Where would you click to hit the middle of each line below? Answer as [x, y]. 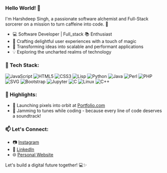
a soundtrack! [27, 116]
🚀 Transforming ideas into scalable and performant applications [78, 46]
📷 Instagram [25, 142]
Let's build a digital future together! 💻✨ [46, 165]
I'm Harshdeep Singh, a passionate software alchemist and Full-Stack [77, 19]
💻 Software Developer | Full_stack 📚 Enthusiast [62, 34]
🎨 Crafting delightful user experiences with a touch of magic [74, 41]
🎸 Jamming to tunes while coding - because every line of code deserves [87, 110]
